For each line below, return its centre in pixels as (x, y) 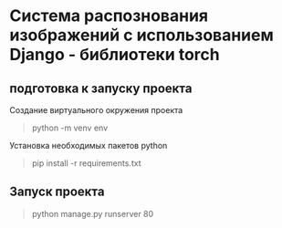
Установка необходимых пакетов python (89, 145)
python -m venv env (69, 128)
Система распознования (109, 16)
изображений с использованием (141, 35)
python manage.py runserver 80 (93, 213)
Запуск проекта (57, 192)
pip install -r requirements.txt (86, 163)
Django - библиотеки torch (115, 55)
